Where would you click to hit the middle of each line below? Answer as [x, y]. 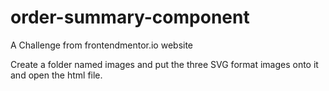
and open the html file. [56, 75]
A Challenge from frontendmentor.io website [102, 45]
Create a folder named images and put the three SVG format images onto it [164, 64]
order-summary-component [130, 17]
